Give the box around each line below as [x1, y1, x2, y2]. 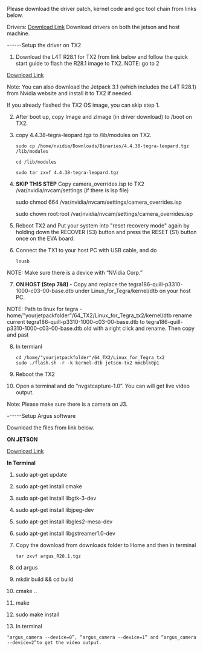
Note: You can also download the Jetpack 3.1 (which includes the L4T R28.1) [7, 83, 197, 90]
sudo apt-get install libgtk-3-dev [15, 494, 97, 502]
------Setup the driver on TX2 [7, 42, 82, 49]
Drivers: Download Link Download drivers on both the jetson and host [7, 24, 180, 30]
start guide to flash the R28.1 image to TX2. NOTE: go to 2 [15, 60, 159, 67]
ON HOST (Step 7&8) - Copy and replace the [15, 281, 127, 287]
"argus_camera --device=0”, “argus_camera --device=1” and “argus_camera [7, 634, 197, 640]
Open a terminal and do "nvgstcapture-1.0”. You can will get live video [15, 382, 190, 389]
